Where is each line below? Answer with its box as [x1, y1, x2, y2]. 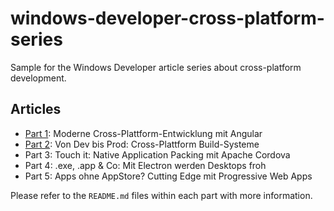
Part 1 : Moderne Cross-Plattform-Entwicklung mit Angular [24, 127, 263, 139]
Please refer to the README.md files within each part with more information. [10, 189, 313, 201]
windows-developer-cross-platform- [10, 7, 325, 30]
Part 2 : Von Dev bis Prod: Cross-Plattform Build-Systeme [24, 138, 260, 150]
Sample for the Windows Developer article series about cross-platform [10, 61, 302, 73]
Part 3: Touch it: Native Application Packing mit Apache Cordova [24, 148, 291, 161]
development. [10, 72, 67, 84]
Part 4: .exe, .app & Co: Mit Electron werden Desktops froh [24, 159, 267, 171]
